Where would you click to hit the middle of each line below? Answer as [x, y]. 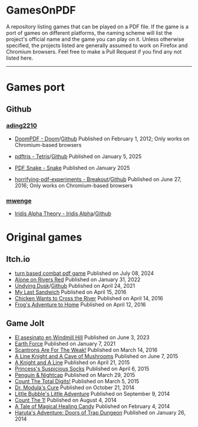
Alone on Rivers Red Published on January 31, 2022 [77, 280]
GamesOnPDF [41, 10]
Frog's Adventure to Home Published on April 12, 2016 [80, 305]
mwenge [19, 201]
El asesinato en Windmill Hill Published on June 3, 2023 [82, 337]
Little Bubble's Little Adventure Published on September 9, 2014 [92, 393]
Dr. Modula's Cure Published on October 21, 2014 [74, 387]
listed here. [20, 58]
